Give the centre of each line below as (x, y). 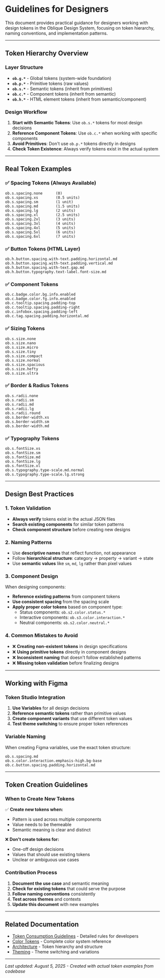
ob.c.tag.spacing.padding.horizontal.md (47, 316)
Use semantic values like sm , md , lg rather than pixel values (72, 564)
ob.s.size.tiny (21, 352)
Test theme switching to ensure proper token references (70, 724)
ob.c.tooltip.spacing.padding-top (41, 303)
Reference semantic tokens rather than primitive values (69, 713)
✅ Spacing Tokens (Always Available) (51, 183)
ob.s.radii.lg (20, 409)
